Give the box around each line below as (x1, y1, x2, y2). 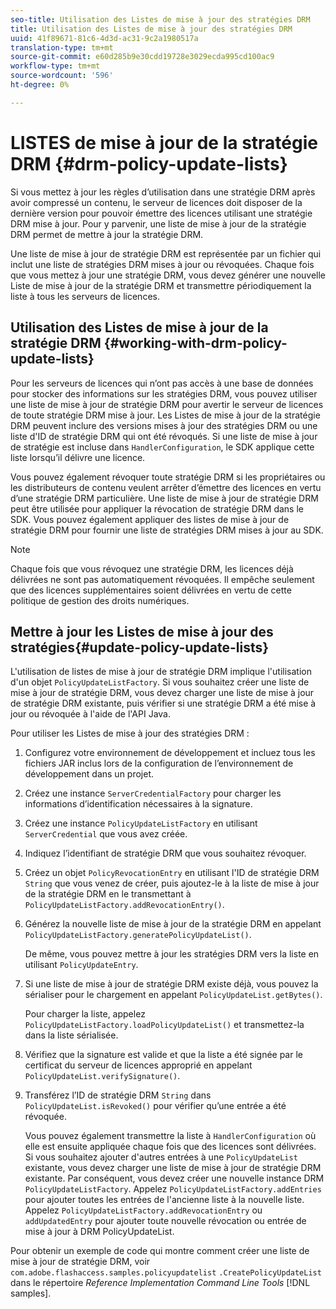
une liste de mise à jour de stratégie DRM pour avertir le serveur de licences (10, 398, 324, 410)
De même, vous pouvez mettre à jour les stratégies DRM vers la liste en (24, 948, 320, 960)
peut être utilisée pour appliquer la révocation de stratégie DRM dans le (10, 502, 304, 515)
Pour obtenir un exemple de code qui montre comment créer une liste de (10, 1245, 310, 1257)
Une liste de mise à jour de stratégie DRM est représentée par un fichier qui (10, 247, 322, 260)
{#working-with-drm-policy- (103, 335, 288, 352)
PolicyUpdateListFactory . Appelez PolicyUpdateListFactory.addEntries (24, 1183, 322, 1195)
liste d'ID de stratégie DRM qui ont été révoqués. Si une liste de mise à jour (10, 430, 318, 442)
